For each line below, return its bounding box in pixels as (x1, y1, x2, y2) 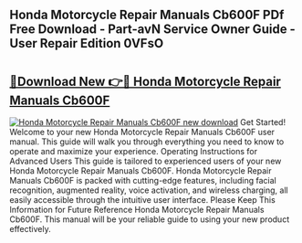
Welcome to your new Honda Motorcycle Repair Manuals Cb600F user (9, 127, 276, 137)
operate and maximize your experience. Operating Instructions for (9, 146, 258, 156)
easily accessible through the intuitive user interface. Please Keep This (9, 195, 276, 205)
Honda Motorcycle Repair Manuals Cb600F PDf (9, 7, 285, 23)
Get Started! (240, 117, 286, 127)
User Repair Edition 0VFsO (9, 36, 164, 51)
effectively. (9, 224, 52, 234)
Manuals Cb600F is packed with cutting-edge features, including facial (9, 175, 276, 185)
